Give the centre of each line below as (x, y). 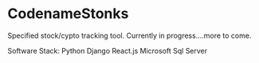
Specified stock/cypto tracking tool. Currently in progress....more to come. (129, 35)
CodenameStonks (68, 14)
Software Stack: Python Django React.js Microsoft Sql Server (108, 50)
